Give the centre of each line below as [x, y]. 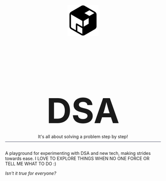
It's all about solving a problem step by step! [83, 136]
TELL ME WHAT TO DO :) [31, 163]
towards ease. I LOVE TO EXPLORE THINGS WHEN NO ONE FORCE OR [77, 158]
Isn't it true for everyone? [31, 173]
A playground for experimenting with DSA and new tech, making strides [78, 153]
